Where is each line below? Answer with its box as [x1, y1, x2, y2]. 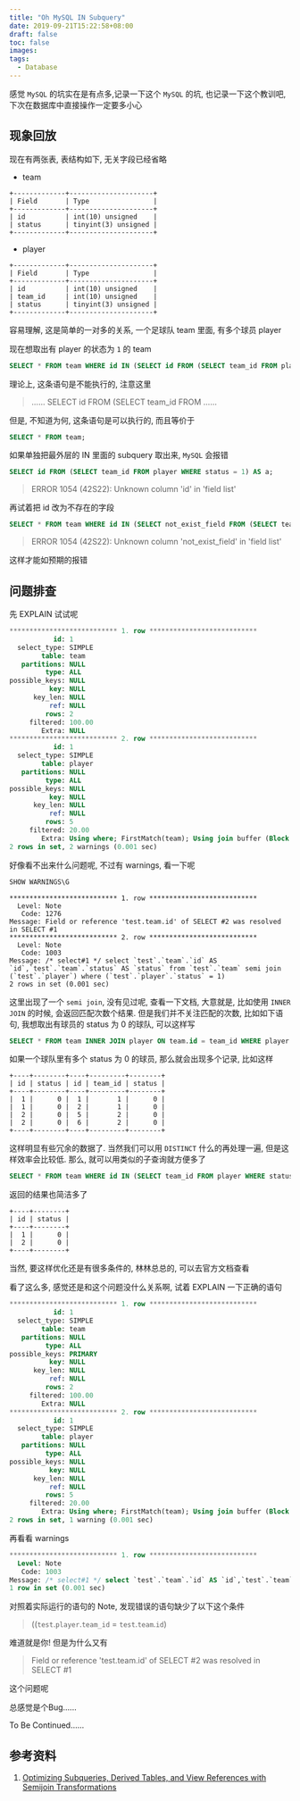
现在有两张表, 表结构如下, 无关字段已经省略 [9, 154, 167, 164]
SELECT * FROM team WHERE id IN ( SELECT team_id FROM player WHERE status [9, 1171, 294, 1181]
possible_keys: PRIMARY [9, 1349, 98, 1358]
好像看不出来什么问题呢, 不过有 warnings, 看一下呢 [9, 859, 196, 871]
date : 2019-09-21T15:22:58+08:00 [9, 21, 134, 30]
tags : [9, 54, 29, 63]
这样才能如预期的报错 [9, 554, 87, 565]
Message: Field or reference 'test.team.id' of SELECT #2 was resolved [9, 917, 281, 926]
